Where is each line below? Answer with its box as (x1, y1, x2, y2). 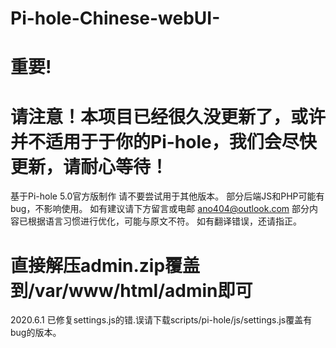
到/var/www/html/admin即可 (10, 279, 253, 302)
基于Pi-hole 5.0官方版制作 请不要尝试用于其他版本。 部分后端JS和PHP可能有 (10, 190, 325, 202)
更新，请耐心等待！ (10, 155, 169, 178)
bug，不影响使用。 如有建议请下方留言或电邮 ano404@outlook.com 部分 (10, 203, 310, 215)
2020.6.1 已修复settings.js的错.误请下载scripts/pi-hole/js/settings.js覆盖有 (10, 314, 313, 326)
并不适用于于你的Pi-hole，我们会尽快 (10, 130, 317, 153)
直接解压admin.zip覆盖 (10, 254, 201, 277)
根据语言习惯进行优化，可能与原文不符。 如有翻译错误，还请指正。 (27, 215, 302, 227)
